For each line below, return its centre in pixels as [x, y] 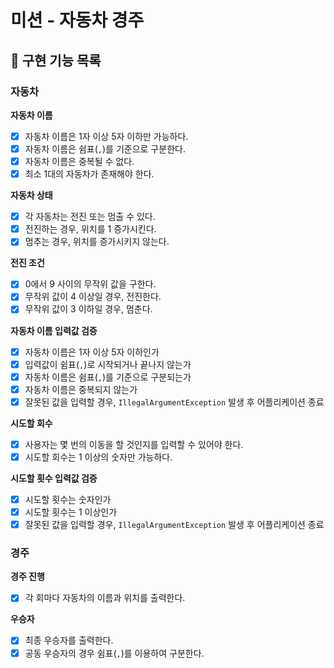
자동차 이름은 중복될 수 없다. [79, 161]
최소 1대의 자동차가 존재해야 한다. [89, 174]
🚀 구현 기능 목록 [56, 60]
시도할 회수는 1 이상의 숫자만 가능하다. [98, 457]
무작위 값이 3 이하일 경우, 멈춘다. [88, 309]
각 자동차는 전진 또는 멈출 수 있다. [90, 217]
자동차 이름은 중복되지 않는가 [81, 389]
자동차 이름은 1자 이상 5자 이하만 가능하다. [106, 136]
